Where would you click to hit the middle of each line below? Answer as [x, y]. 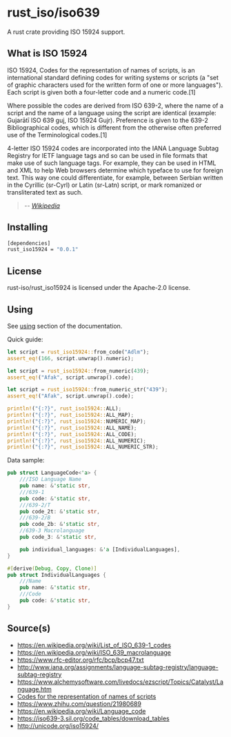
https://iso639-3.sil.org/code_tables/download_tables [93, 718]
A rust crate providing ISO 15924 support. [66, 32]
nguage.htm [34, 689]
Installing [28, 227]
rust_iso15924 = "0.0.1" [43, 250]
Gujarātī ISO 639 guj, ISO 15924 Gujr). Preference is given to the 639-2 [108, 120]
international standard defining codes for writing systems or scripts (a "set [113, 77]
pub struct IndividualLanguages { [57, 575]
